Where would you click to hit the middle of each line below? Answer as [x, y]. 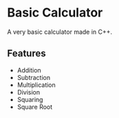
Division [28, 92]
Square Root [35, 107]
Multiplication [36, 85]
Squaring [30, 99]
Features [26, 53]
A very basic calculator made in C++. [60, 32]
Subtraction [33, 77]
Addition [29, 70]
